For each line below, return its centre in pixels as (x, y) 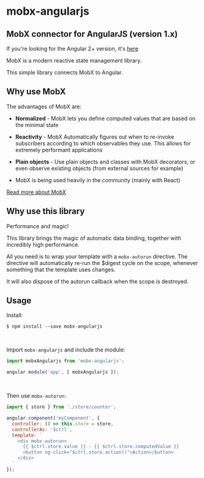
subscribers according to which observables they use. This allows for (103, 143)
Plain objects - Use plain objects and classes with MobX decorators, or (105, 161)
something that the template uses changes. (61, 269)
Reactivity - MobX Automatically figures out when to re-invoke (95, 137)
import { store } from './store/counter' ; (61, 407)
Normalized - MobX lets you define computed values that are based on (105, 118)
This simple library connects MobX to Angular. (65, 72)
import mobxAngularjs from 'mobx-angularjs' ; (65, 361)
